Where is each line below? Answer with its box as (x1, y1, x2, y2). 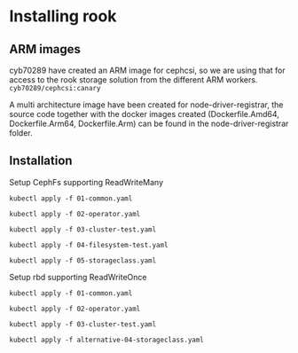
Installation (9, 153, 73, 169)
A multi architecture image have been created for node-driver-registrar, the (9, 99, 284, 110)
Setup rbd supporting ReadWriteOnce (9, 271, 147, 282)
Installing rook (9, 6, 117, 27)
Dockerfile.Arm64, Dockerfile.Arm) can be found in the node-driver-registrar (9, 118, 289, 129)
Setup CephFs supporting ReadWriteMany (9, 176, 164, 187)
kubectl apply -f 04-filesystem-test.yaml (9, 240, 169, 249)
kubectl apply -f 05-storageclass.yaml (9, 255, 157, 265)
